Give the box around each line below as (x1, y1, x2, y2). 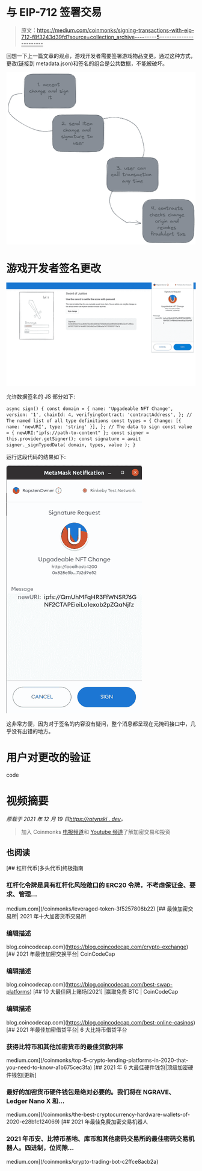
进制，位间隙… (31, 1144, 74, 1152)
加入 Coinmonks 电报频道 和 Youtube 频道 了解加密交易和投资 (20, 828, 171, 835)
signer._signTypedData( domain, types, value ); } (6, 441, 136, 448)
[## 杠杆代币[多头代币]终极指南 (6, 865, 84, 872)
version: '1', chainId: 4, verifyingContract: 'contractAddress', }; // (6, 411, 192, 418)
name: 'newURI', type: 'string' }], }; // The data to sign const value (6, 423, 192, 430)
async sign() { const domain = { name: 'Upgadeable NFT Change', (6, 405, 173, 412)
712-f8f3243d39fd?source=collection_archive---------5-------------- (20, 33, 194, 40)
